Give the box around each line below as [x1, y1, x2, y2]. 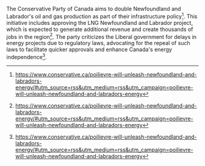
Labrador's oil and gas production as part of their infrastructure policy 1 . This [6, 12, 198, 20]
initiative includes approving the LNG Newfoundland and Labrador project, [6, 19, 193, 26]
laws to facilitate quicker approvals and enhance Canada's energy [6, 46, 173, 54]
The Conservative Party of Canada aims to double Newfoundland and [6, 5, 181, 12]
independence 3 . [6, 52, 47, 60]
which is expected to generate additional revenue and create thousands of [6, 26, 193, 33]
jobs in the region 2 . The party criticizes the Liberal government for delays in [6, 32, 197, 40]
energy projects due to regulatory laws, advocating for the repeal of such [6, 40, 190, 47]
